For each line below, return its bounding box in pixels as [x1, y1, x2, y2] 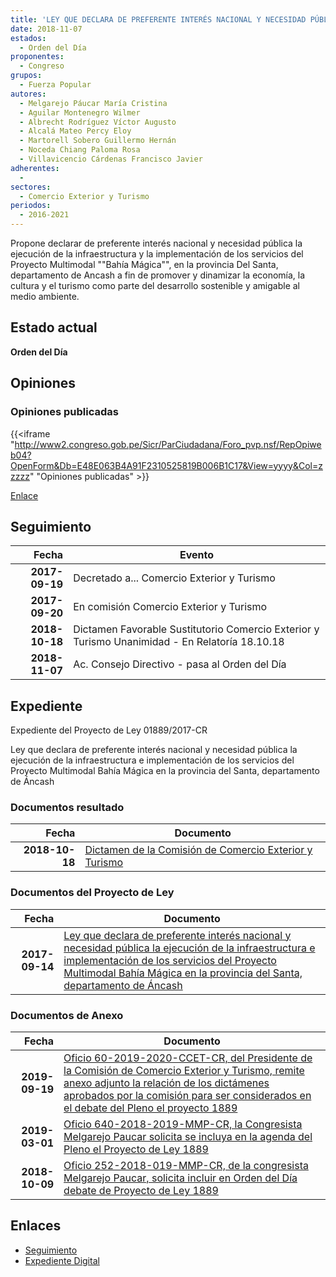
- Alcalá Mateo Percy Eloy [19, 126, 132, 136]
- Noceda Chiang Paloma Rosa [19, 145, 141, 155]
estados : [10, 33, 47, 43]
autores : [10, 89, 47, 99]
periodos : [10, 201, 52, 211]
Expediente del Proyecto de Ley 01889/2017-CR [10, 724, 208, 736]
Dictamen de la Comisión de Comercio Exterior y [84, 843, 313, 857]
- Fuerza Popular [19, 80, 92, 90]
